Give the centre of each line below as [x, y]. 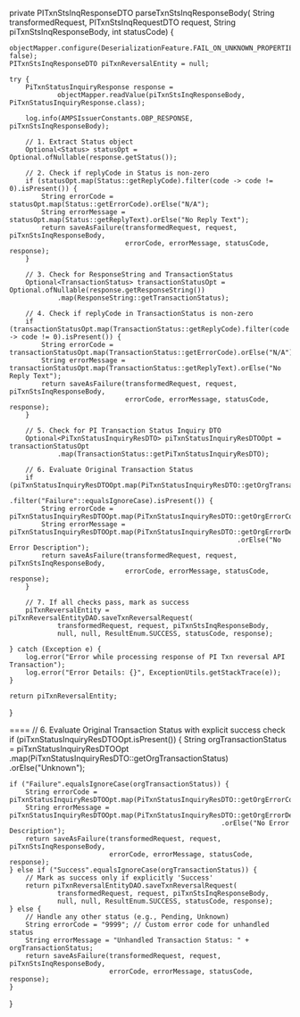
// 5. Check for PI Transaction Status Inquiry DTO [123, 431]
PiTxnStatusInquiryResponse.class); [77, 103]
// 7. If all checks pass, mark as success [108, 602]
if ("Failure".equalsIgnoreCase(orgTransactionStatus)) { [119, 784]
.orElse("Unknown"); [47, 768]
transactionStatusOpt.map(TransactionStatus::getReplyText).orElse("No [145, 368]
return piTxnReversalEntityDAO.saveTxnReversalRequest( [132, 886]
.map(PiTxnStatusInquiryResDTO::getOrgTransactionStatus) [119, 758]
